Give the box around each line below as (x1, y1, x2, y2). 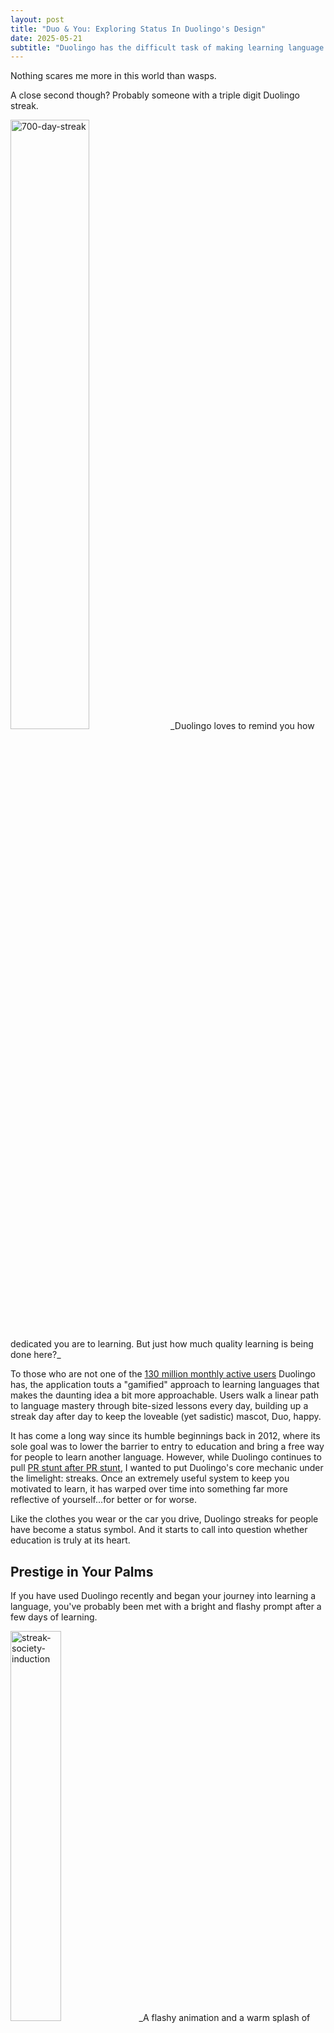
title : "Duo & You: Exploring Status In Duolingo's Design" (10, 24, 267, 34)
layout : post (10, 14, 65, 25)
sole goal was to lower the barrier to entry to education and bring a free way (10, 1441, 325, 1453)
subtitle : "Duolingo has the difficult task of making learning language (10, 42, 325, 53)
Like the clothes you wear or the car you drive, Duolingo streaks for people (10, 1513, 319, 1525)
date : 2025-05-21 (10, 33, 83, 43)
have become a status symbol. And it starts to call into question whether (10, 1524, 308, 1536)
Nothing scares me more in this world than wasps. (10, 70, 217, 82)
